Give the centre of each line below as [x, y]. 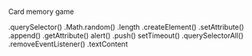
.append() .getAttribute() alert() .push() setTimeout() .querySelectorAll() [126, 36]
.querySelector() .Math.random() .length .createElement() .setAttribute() [126, 27]
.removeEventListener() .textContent [68, 44]
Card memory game [41, 12]
